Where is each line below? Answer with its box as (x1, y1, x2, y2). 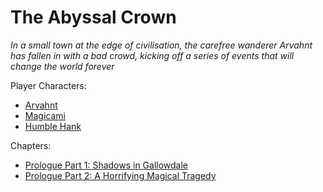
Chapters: (10, 139, 52, 151)
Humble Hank (24, 120, 82, 132)
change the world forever (10, 60, 115, 72)
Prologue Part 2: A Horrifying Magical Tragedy (24, 169, 217, 181)
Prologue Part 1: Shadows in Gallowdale (24, 159, 189, 171)
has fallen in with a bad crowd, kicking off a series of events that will (10, 49, 295, 61)
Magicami (24, 109, 66, 121)
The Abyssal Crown (10, 6, 177, 29)
